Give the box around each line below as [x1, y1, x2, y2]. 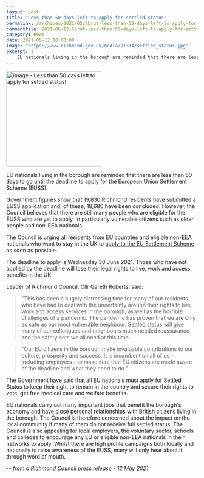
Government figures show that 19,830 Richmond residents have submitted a [6, 196, 196, 203]
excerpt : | [6, 49, 34, 55]
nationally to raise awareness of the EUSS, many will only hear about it [6, 446, 183, 454]
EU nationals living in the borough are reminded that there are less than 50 [6, 171, 192, 178]
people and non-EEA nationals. [6, 221, 84, 229]
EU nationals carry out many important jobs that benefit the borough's [6, 401, 182, 408]
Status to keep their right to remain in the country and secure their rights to [6, 383, 194, 390]
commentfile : [6, 26, 39, 32]
